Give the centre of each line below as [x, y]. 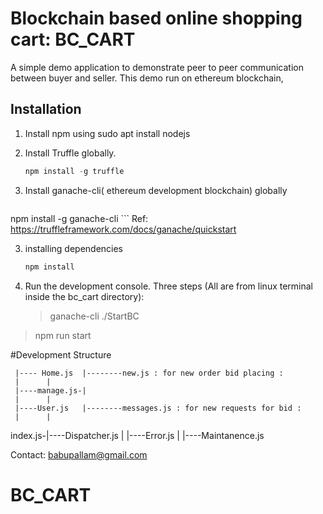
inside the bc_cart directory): [84, 296]
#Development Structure [61, 354]
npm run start [63, 335]
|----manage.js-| [50, 390]
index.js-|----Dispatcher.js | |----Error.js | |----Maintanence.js [137, 435]
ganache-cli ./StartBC [94, 316]
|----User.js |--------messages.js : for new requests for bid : [158, 408]
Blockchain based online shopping [156, 18]
